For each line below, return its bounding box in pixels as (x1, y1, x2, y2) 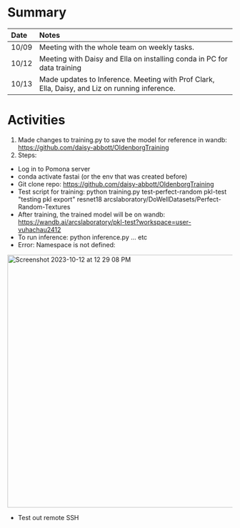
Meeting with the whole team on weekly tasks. (39, 42, 194, 52)
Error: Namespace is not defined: (17, 240, 116, 249)
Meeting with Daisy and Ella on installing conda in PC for (39, 54, 229, 64)
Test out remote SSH (17, 513, 79, 522)
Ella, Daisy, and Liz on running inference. (39, 83, 176, 93)
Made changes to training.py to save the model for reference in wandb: (17, 135, 227, 144)
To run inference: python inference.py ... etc (17, 233, 148, 241)
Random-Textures (17, 202, 71, 211)
